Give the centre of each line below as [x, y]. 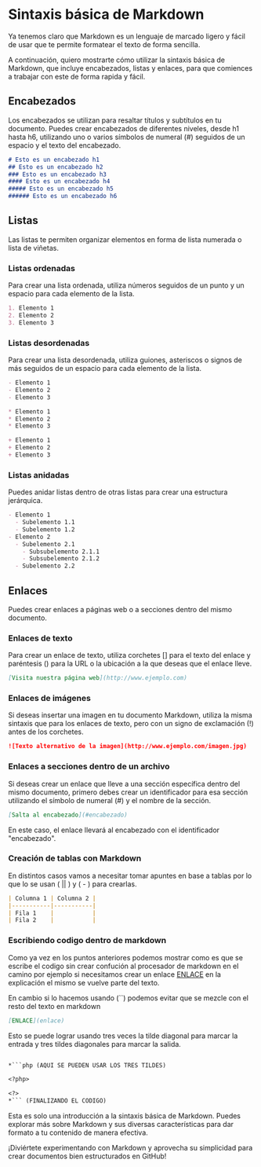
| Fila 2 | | [52, 920]
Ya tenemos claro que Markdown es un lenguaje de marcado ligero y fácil [127, 36]
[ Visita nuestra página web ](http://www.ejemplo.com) [98, 678]
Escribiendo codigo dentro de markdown [87, 941]
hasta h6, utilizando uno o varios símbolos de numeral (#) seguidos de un [127, 137]
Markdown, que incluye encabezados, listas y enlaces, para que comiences [130, 68]
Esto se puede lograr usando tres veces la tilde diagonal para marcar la [123, 1036]
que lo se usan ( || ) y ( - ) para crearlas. [72, 884]
